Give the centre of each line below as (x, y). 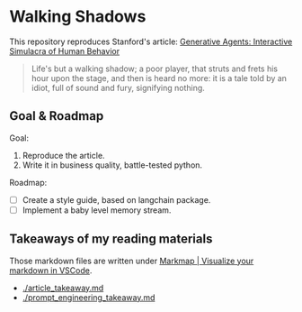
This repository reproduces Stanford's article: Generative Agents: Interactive (151, 41)
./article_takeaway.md (63, 288)
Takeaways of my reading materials (111, 239)
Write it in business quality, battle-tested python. (112, 165)
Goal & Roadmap (57, 116)
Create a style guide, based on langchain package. (116, 199)
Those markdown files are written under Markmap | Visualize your (132, 261)
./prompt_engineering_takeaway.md (89, 297)
